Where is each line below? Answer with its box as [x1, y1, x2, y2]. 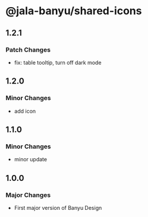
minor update [14, 156, 48, 163]
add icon [14, 107, 36, 114]
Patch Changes [5, 46, 51, 54]
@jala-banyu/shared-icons [5, 4, 142, 18]
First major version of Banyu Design [14, 204, 102, 211]
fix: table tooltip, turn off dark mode [14, 59, 102, 66]
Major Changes [5, 191, 51, 199]
